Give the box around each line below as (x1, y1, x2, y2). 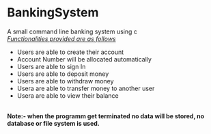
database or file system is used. (7, 119, 100, 127)
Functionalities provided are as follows (7, 34, 116, 42)
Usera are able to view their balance (16, 91, 119, 100)
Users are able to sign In (16, 62, 86, 70)
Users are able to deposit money (16, 70, 109, 78)
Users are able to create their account (16, 48, 124, 56)
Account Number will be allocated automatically (16, 55, 152, 63)
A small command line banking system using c (7, 27, 138, 36)
